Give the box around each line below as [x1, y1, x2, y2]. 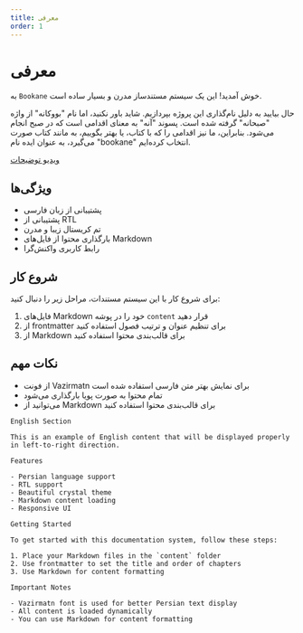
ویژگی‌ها [10, 180, 52, 195]
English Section [10, 417, 71, 426]
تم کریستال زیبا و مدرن [23, 223, 101, 235]
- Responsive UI [10, 504, 71, 513]
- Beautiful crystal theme [10, 487, 112, 497]
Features [10, 456, 43, 466]
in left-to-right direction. [10, 440, 120, 449]
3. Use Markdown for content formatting [10, 567, 166, 576]
